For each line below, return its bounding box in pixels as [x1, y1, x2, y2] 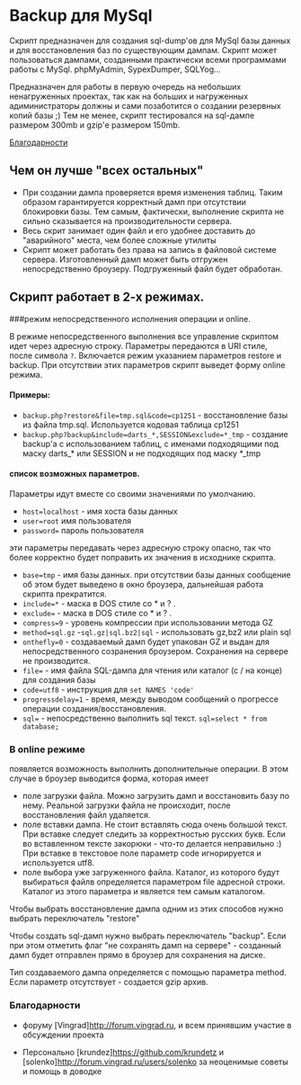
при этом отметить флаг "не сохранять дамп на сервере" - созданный [9, 940, 281, 951]
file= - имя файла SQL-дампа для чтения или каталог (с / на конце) [22, 665, 283, 676]
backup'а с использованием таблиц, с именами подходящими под [22, 438, 279, 449]
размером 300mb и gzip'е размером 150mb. [9, 119, 181, 130]
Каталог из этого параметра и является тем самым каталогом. [22, 886, 265, 897]
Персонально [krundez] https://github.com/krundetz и [22, 1046, 225, 1057]
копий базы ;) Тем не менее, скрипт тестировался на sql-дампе [9, 110, 255, 121]
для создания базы [22, 674, 96, 685]
